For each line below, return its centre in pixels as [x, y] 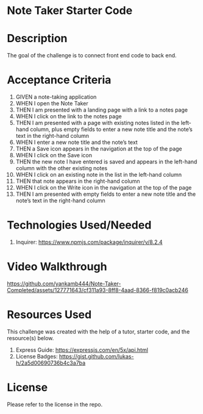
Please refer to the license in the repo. [55, 404]
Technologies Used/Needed [79, 225]
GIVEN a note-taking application [56, 97]
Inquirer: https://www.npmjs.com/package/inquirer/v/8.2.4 [89, 242]
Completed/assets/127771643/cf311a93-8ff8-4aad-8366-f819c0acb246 [98, 290]
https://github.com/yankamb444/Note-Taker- [64, 284]
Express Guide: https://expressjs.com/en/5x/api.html [82, 350]
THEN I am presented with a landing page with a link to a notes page [102, 110]
